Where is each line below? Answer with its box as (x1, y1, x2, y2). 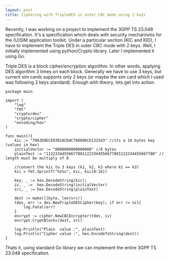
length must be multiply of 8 (5, 155, 69, 160)
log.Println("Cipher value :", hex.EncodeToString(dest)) (14, 231, 139, 236)
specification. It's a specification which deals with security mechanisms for (5, 31, 162, 38)
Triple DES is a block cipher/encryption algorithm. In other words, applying (5, 63, 161, 69)
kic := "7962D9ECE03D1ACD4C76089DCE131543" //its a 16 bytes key (14, 138, 155, 143)
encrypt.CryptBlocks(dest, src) (14, 218, 82, 223)
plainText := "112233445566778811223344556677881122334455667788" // (14, 151, 164, 156)
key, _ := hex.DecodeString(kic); (14, 178, 87, 183)
